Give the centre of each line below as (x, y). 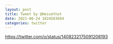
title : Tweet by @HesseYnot (34, 14)
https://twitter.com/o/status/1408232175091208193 (56, 37)
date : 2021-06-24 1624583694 (35, 18)
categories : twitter (26, 23)
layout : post (18, 9)
